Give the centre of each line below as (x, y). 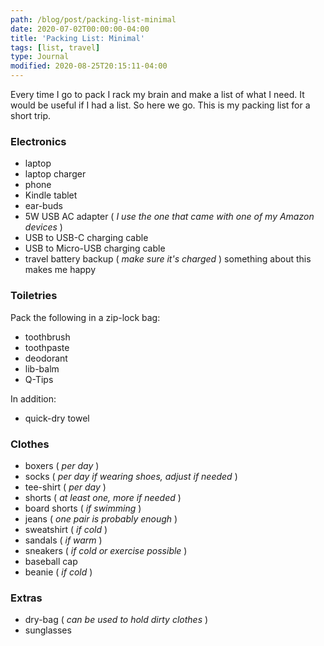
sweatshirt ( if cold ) (66, 529)
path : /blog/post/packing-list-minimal (93, 19)
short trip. (31, 115)
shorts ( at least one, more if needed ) (103, 497)
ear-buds (43, 206)
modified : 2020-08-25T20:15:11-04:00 (89, 66)
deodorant (46, 358)
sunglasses (48, 630)
